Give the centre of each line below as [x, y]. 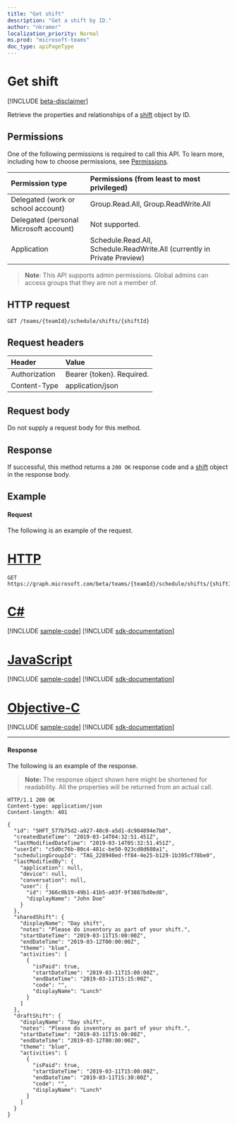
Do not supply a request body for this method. [74, 428]
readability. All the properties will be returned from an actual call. [119, 786]
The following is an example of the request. [70, 530]
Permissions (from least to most [145, 178]
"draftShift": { [37, 1016]
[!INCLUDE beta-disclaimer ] [48, 101]
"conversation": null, [53, 880]
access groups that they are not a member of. [91, 282]
